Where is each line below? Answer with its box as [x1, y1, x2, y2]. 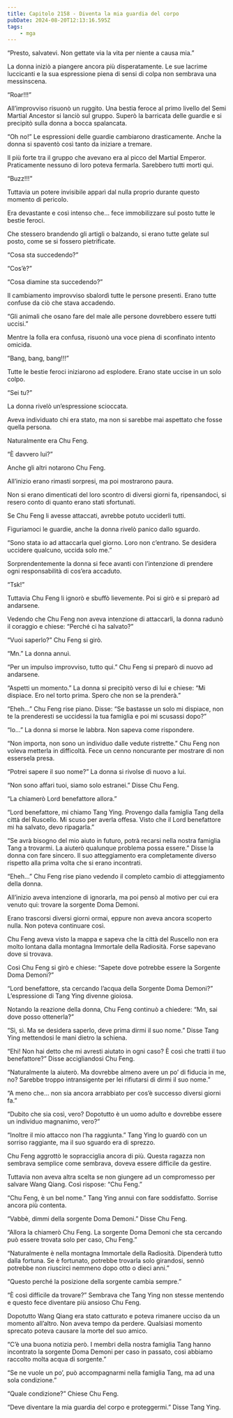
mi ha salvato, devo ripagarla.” [7, 823, 95, 831]
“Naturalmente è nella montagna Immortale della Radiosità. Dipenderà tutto [7, 1249, 223, 1257]
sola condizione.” [7, 1376, 57, 1385]
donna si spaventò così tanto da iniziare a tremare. [7, 140, 152, 149]
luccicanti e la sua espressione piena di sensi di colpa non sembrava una [7, 70, 217, 78]
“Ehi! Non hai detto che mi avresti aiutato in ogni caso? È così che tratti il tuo [7, 1047, 226, 1056]
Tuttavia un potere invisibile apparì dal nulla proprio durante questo [7, 188, 200, 196]
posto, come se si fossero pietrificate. [7, 237, 116, 246]
